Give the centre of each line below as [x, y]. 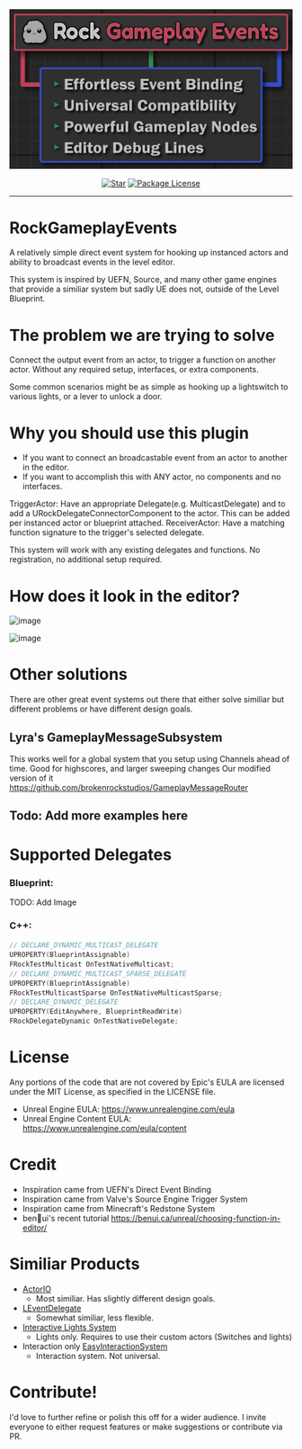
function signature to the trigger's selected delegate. [107, 532]
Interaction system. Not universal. [98, 1355]
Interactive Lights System [69, 1327]
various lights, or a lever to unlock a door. [86, 397]
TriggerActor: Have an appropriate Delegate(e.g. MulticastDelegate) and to [147, 504]
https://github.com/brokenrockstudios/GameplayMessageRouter [129, 787]
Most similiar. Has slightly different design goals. [125, 1298]
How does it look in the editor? [125, 596]
